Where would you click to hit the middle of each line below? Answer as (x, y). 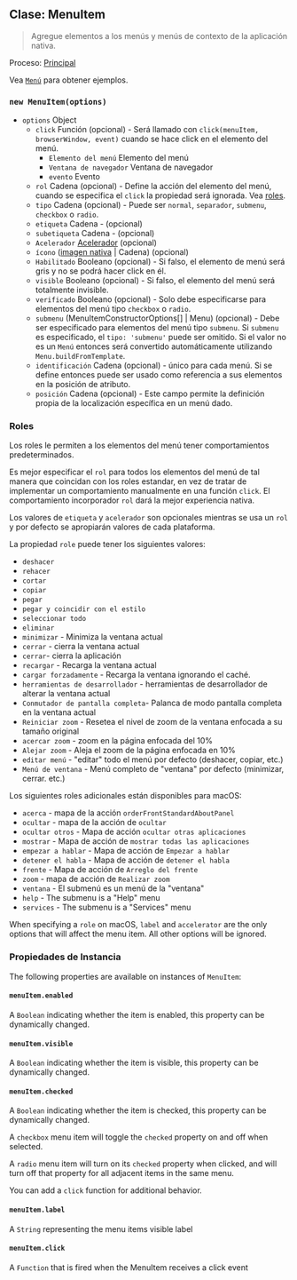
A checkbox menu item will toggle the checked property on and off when (139, 1137)
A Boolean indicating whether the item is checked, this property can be (138, 1110)
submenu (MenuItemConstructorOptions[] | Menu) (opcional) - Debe (157, 318)
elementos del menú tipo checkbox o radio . (113, 309)
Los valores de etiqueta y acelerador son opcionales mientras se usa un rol (148, 518)
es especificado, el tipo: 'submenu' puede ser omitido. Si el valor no (160, 338)
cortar (34, 581)
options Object (49, 120)
